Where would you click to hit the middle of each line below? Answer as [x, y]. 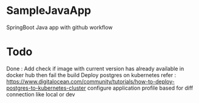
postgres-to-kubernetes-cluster [46, 88]
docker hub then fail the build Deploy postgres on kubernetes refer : [91, 75]
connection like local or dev [41, 94]
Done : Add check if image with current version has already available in [95, 68]
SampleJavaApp [49, 11]
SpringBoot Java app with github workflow [60, 27]
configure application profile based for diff [140, 88]
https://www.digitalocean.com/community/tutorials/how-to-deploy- [90, 81]
